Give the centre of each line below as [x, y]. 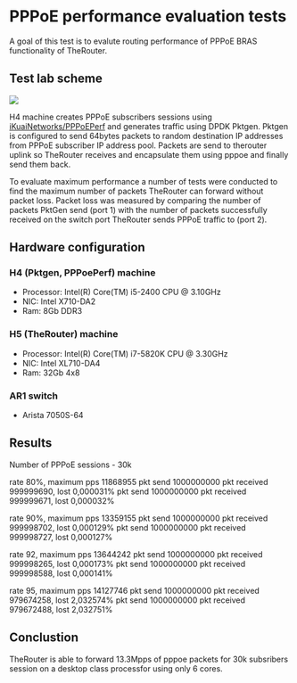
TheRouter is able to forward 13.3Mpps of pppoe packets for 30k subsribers [148, 659]
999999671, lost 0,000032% [62, 500]
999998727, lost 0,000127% [61, 537]
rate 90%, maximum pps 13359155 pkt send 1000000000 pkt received [139, 518]
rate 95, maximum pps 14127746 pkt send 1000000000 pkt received [135, 590]
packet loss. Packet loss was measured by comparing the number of [135, 200]
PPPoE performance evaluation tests [148, 16]
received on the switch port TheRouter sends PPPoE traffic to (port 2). [138, 219]
